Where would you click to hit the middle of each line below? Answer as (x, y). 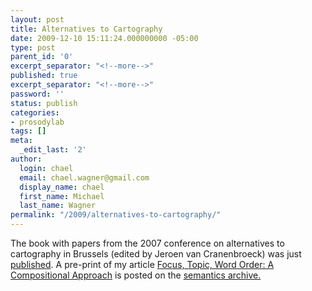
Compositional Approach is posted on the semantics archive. (136, 275)
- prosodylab (37, 122)
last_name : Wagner (58, 206)
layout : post (37, 19)
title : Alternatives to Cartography (86, 29)
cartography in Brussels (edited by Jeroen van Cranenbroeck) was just (156, 254)
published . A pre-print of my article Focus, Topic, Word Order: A (142, 264)
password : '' (37, 94)
